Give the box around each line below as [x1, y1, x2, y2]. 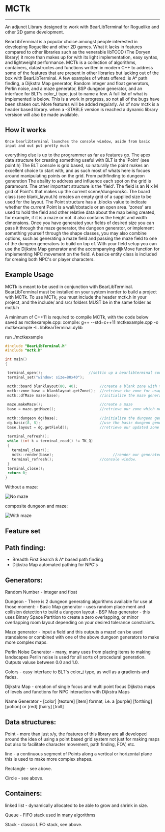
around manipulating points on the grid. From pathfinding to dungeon [5, 172, 145, 178]
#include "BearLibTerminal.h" [5, 344, 67, 348]
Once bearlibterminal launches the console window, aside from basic [5, 139, 151, 144]
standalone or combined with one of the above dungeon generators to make [5, 634, 160, 640]
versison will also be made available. [5, 112, 79, 117]
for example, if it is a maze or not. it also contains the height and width [5, 214, 147, 220]
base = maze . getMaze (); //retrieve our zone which [7, 406, 155, 412]
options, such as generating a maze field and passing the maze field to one [5, 235, 157, 241]
